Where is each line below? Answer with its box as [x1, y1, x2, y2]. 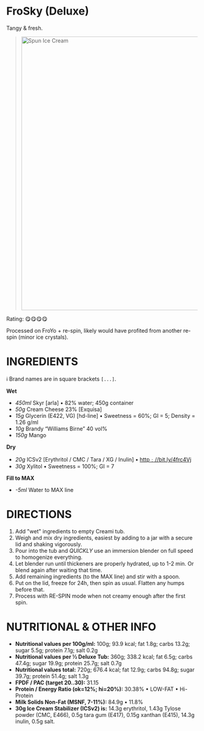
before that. [15, 586, 45, 593]
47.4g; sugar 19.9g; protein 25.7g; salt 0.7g [15, 659, 122, 667]
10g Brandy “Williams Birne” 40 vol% [15, 424, 108, 432]
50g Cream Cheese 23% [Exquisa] [15, 406, 102, 413]
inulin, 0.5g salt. [15, 718, 55, 725]
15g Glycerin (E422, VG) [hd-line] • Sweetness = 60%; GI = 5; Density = [15, 412, 195, 419]
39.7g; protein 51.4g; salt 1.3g [15, 672, 89, 679]
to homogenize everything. [15, 553, 83, 561]
